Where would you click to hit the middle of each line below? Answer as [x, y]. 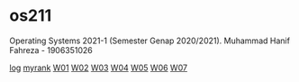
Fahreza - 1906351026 [51, 50]
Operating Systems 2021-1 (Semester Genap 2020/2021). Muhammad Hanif [150, 41]
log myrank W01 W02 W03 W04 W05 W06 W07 [98, 68]
